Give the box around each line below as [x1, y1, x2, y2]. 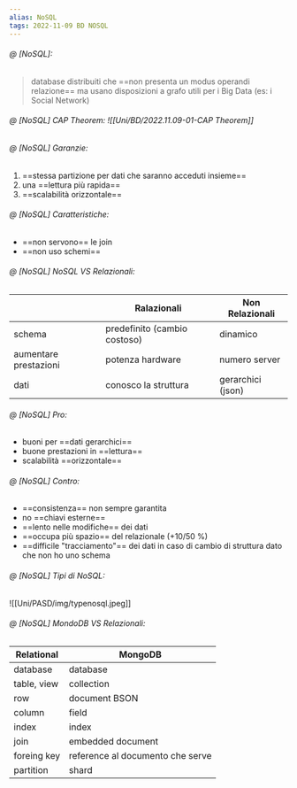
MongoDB [118, 648, 162, 661]
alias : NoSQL [9, 12, 57, 22]
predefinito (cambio [105, 322, 188, 335]
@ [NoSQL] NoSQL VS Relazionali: [9, 267, 135, 277]
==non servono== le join [21, 236, 113, 247]
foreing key [13, 749, 60, 761]
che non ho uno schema [21, 550, 110, 560]
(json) [219, 384, 245, 397]
